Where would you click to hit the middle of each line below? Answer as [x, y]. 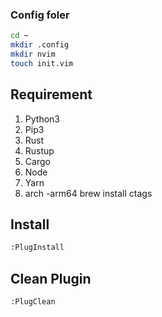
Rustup [39, 150]
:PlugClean [33, 302]
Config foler [40, 15]
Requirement [51, 94]
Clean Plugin [51, 278]
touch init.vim [42, 63]
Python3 [42, 119]
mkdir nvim [33, 54]
